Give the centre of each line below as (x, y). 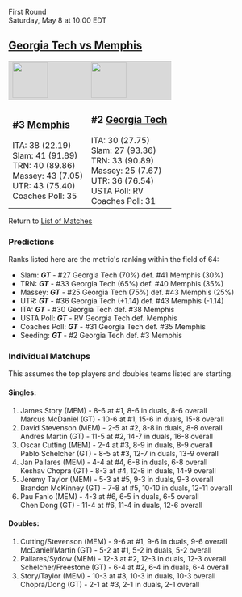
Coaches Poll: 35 (45, 196)
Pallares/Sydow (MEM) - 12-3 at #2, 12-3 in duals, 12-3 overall (123, 558)
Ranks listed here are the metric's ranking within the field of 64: (114, 260)
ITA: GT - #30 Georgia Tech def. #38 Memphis (97, 310)
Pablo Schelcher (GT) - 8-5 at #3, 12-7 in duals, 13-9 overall (119, 453)
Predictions (31, 242)
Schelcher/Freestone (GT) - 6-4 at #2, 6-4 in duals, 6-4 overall (125, 567)
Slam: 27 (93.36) (123, 150)
